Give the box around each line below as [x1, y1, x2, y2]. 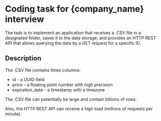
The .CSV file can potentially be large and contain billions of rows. [5, 96, 137, 102]
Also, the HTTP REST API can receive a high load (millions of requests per [5, 105, 153, 111]
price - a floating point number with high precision [12, 82, 113, 87]
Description [5, 54, 41, 63]
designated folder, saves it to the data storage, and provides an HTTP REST [5, 35, 157, 41]
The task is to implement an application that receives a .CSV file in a [5, 30, 141, 35]
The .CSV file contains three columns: [5, 67, 81, 73]
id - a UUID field [12, 76, 45, 82]
